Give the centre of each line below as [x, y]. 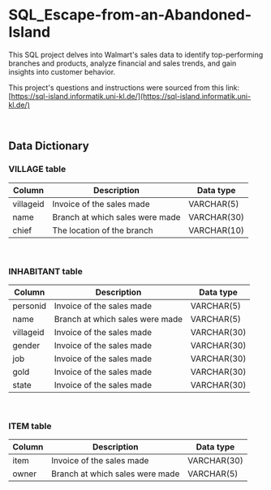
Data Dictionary [49, 146]
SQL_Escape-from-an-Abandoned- [130, 15]
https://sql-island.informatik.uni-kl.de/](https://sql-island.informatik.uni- [131, 96]
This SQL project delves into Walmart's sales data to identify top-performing [136, 54]
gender [26, 345]
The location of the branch [103, 230]
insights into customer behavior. [62, 71]
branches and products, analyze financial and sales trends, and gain [123, 63]
